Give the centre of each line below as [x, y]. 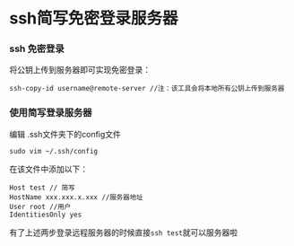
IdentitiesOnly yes [46, 215]
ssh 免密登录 [37, 48]
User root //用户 [40, 206]
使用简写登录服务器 [51, 113]
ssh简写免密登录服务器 [94, 18]
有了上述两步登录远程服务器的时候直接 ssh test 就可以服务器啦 [124, 232]
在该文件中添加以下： [48, 169]
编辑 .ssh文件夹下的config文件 [65, 134]
